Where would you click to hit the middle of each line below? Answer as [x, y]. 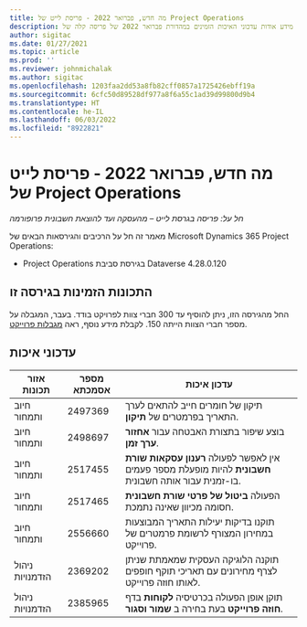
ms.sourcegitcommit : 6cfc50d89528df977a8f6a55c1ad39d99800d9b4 [132, 94]
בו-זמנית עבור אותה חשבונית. [183, 481]
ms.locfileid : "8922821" [57, 129]
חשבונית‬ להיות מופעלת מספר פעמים [198, 469]
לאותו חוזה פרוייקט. [163, 582]
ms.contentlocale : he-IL [57, 112]
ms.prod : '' [32, 60]
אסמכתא [92, 389]
